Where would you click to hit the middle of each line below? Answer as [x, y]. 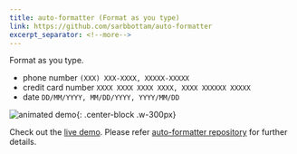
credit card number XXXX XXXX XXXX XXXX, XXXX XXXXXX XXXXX [136, 88]
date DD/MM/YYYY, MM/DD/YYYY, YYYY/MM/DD [101, 97]
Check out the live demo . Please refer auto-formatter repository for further [148, 132]
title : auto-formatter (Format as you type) [95, 18]
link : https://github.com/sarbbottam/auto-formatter [111, 26]
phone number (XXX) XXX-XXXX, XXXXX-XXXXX [106, 78]
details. [23, 142]
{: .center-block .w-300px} [126, 115]
